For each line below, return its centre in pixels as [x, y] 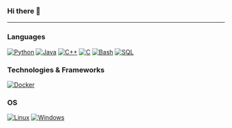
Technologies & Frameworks [56, 70]
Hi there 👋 [24, 11]
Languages [27, 37]
